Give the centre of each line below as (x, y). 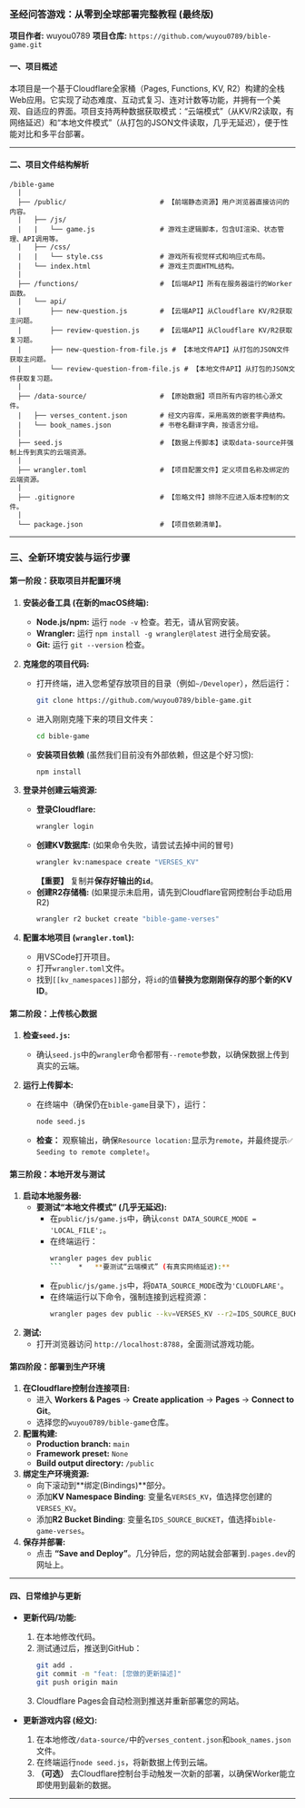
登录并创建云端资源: (60, 790)
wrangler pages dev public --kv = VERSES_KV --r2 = (143, 1314)
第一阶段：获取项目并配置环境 (65, 581)
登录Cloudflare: (66, 809)
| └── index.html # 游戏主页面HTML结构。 (128, 266)
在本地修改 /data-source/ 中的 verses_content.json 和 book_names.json (164, 1740)
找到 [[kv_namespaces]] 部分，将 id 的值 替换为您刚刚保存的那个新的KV (164, 980)
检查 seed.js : (46, 1035)
